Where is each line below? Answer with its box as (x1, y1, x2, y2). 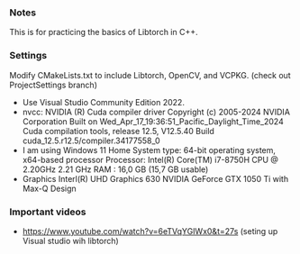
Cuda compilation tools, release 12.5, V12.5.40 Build (22, 125, 214, 136)
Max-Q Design (22, 183, 77, 194)
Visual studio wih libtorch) (22, 235, 119, 246)
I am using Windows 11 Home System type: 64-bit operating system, (22, 144, 277, 155)
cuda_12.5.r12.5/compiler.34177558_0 (22, 135, 160, 146)
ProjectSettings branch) (9, 79, 97, 90)
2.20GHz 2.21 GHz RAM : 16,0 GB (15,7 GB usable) (22, 164, 209, 175)
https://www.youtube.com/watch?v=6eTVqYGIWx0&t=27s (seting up (22, 225, 278, 236)
